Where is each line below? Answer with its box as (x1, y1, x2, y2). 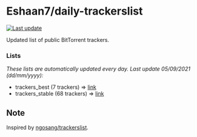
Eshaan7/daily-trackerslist (6, 4, 143, 18)
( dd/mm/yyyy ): (6, 72, 44, 79)
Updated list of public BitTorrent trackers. (6, 36, 110, 43)
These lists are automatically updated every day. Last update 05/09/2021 (6, 65, 191, 72)
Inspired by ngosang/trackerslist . (6, 124, 89, 132)
